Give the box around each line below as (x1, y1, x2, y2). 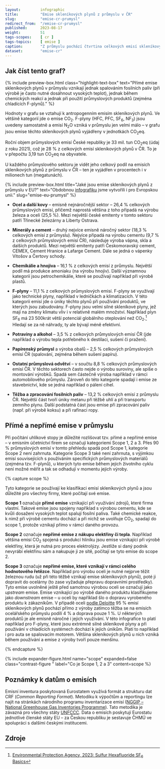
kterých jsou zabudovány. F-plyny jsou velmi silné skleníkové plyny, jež (12, 304, 156, 310)
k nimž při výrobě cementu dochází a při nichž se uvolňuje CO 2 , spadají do (5, 515, 157, 523)
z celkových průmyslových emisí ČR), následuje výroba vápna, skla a (12, 237, 152, 243)
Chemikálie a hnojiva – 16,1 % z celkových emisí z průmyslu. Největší (12, 263, 152, 269)
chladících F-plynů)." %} (5, 101, 55, 107)
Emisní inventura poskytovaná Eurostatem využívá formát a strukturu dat (5, 688, 152, 694)
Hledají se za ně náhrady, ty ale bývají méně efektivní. (12, 321, 121, 327)
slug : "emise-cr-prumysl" (5, 16, 80, 21)
